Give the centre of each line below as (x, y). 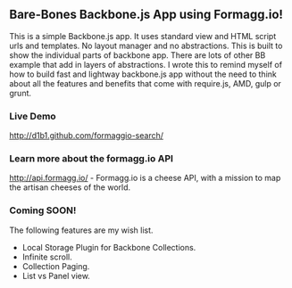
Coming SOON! (43, 210)
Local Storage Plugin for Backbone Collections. (109, 247)
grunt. (21, 93)
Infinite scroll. (47, 257)
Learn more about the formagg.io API (92, 159)
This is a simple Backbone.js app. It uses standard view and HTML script (143, 36)
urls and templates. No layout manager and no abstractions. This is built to (146, 45)
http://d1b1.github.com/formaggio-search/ (86, 136)
